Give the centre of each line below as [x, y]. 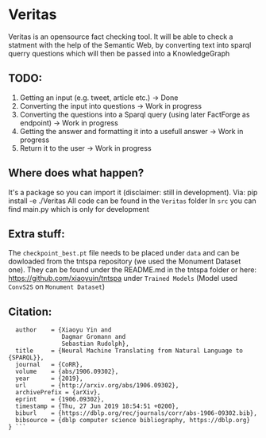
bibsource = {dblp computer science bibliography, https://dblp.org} [133, 421]
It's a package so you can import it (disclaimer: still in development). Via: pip [133, 192]
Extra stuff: [37, 234]
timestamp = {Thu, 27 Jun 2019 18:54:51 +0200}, [97, 406]
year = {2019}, [49, 378]
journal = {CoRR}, [49, 365]
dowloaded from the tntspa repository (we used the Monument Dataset [125, 261]
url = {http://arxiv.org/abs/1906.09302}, [97, 386]
